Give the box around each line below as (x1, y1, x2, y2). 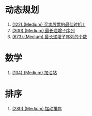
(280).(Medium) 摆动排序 (12, 105, 62, 111)
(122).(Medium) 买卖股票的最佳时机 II (12, 21, 86, 27)
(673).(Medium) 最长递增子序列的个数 (12, 34, 87, 39)
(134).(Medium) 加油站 (12, 69, 57, 76)
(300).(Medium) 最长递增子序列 (12, 27, 75, 33)
